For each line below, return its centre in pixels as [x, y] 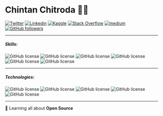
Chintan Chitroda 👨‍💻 [47, 10]
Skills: [11, 44]
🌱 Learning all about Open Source [39, 108]
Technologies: [20, 77]
